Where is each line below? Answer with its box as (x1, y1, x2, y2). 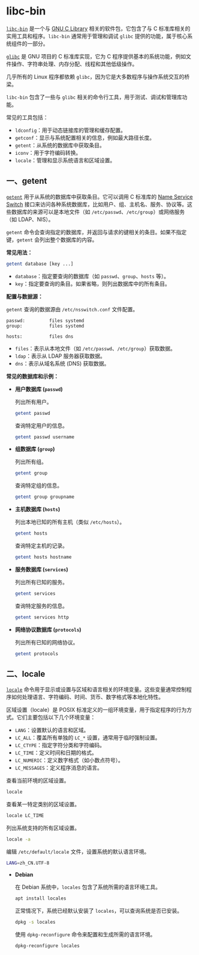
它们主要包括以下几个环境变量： (16, 714, 96, 721)
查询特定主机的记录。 (14, 542, 68, 549)
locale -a (6, 836, 31, 842)
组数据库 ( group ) (14, 446, 55, 453)
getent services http (14, 614, 69, 620)
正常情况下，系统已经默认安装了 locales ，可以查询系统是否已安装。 (14, 907, 183, 914)
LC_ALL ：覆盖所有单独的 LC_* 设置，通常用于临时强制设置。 (14, 734, 161, 741)
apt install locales (14, 895, 67, 901)
